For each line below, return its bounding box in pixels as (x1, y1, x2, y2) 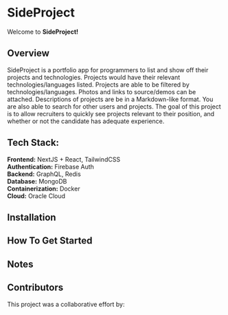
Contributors (7, 282, 64, 294)
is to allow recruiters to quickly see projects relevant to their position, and (7, 109, 215, 118)
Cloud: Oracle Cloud (7, 191, 66, 200)
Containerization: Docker (7, 184, 80, 193)
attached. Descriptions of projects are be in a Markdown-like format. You (7, 95, 214, 103)
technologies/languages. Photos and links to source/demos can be (7, 87, 196, 96)
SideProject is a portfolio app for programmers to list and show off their (7, 65, 209, 74)
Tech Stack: (7, 137, 60, 149)
